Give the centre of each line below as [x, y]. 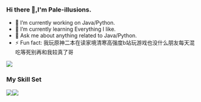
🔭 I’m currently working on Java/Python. [65, 23]
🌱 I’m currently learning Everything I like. [65, 29]
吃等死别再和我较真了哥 [44, 52]
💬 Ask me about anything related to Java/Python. [76, 36]
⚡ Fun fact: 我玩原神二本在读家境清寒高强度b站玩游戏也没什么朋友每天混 [105, 43]
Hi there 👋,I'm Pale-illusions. [49, 10]
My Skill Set [24, 80]
